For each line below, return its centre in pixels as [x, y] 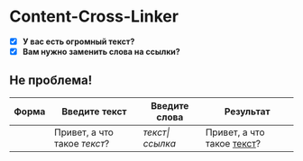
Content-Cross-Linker [94, 17]
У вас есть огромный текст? [78, 41]
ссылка [159, 143]
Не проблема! [51, 80]
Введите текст [95, 112]
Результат [247, 112]
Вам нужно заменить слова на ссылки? [101, 52]
